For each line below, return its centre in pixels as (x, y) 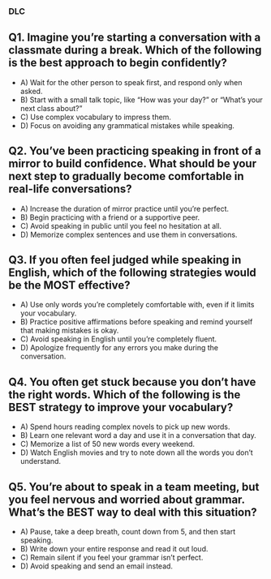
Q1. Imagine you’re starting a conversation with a (135, 38)
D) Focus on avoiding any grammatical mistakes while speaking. (127, 125)
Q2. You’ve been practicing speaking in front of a (135, 151)
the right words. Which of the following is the (125, 395)
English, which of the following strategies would (133, 272)
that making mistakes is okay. (69, 331)
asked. (31, 91)
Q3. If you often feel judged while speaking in (125, 260)
